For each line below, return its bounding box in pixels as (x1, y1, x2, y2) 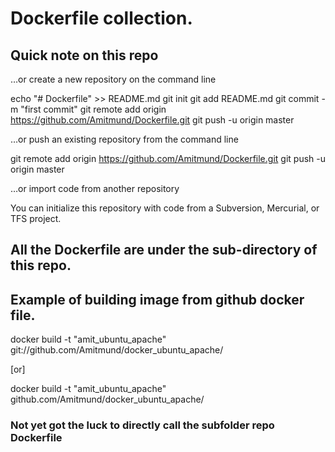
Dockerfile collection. (10, 7, 193, 30)
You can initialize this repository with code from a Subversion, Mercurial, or (10, 202, 320, 214)
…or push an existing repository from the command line (10, 133, 239, 145)
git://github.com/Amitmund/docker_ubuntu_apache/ (10, 344, 224, 356)
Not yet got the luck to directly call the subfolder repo (10, 418, 275, 432)
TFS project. (10, 213, 62, 224)
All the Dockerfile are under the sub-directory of (10, 242, 318, 259)
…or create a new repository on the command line (10, 73, 217, 85)
